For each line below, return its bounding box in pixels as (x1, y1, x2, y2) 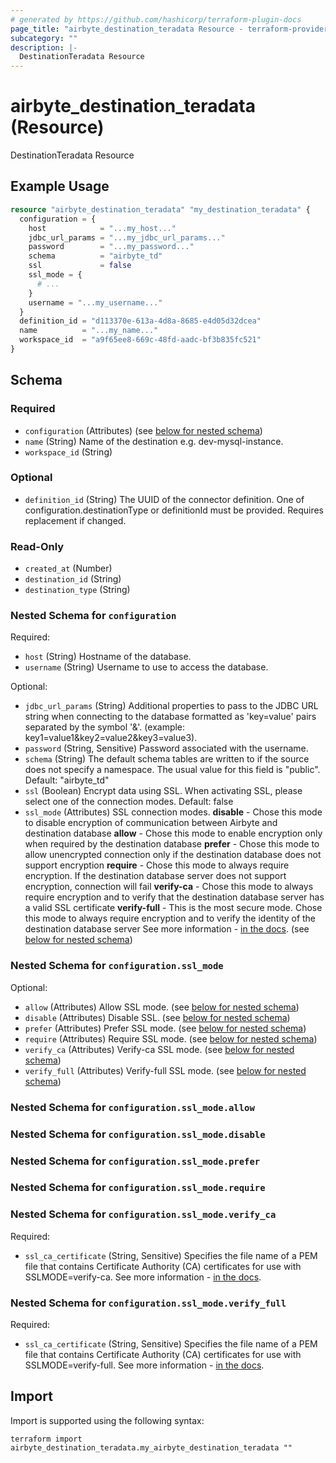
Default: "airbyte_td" (24, 774, 110, 786)
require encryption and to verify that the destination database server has (24, 891, 325, 903)
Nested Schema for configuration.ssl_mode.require (10, 1181, 266, 1195)
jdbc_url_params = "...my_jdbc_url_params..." (28, 232, 226, 243)
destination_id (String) (24, 573, 122, 585)
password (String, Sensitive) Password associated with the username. (24, 742, 309, 755)
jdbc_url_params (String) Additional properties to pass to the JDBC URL (24, 700, 319, 712)
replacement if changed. (24, 514, 127, 526)
